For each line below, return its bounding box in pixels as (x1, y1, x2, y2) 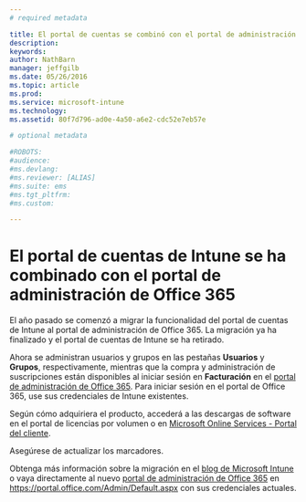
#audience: (9, 156, 51, 165)
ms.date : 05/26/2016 (9, 72, 89, 82)
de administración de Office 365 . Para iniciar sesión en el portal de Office (9, 381, 286, 392)
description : (9, 38, 59, 47)
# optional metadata (9, 131, 89, 141)
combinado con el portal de (9, 266, 222, 286)
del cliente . (9, 428, 51, 439)
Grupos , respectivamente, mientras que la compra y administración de (9, 361, 276, 372)
